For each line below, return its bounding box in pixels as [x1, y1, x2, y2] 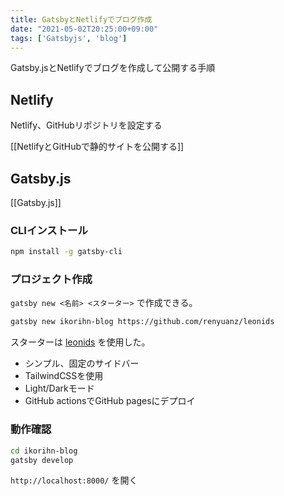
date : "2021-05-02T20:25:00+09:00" [10, 24, 159, 34]
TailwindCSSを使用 [24, 370, 104, 382]
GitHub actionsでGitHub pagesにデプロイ [24, 395, 196, 407]
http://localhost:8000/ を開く [10, 474, 138, 486]
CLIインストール [10, 223, 88, 237]
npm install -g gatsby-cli [10, 247, 123, 257]
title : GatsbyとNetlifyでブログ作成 [10, 14, 153, 25]
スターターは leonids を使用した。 [10, 336, 151, 348]
